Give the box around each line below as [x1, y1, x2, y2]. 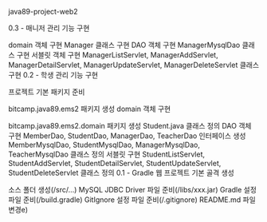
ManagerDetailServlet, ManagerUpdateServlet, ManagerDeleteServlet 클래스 [8, 60, 260, 69]
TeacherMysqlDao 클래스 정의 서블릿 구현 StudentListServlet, [8, 149, 206, 159]
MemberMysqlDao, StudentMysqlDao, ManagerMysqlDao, [8, 140, 201, 149]
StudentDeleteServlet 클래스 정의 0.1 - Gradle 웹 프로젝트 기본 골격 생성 [8, 168, 235, 177]
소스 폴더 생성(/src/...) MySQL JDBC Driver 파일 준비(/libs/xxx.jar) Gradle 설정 [8, 185, 257, 194]
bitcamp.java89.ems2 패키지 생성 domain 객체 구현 [8, 104, 171, 113]
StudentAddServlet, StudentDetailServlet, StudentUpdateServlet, [8, 159, 222, 168]
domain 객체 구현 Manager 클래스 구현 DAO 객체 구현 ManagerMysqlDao [8, 40, 241, 50]
